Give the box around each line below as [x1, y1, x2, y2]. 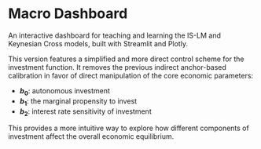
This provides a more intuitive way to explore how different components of [8, 123, 249, 133]
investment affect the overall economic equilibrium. [8, 132, 175, 141]
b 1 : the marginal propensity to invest [19, 96, 138, 107]
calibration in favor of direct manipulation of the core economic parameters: [8, 71, 254, 80]
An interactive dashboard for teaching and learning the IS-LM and [8, 31, 222, 40]
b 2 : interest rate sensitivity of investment [19, 107, 152, 118]
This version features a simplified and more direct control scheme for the [8, 54, 244, 64]
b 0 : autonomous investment [19, 85, 110, 97]
